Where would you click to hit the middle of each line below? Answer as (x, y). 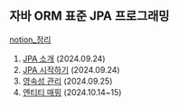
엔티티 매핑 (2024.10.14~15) (72, 92)
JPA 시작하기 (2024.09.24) (71, 69)
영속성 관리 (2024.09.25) (67, 81)
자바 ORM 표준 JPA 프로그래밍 (89, 16)
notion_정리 (30, 40)
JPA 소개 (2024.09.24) (64, 58)
